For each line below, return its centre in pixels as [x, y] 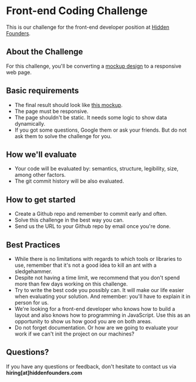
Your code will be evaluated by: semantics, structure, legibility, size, [97, 169]
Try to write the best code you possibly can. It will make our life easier [99, 290]
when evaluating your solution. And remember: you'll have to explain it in [102, 296]
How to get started [41, 200]
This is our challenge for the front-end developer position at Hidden [88, 27]
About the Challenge [45, 52]
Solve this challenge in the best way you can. [69, 220]
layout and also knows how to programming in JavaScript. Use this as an [102, 315]
